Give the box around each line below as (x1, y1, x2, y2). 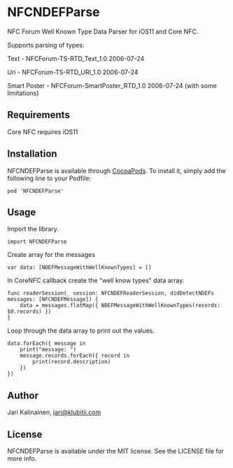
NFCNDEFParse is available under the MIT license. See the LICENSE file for (7, 447, 225, 455)
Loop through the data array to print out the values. (7, 326, 155, 335)
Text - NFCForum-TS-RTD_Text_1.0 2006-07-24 (7, 54, 145, 63)
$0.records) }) (7, 308, 52, 315)
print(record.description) (32, 358, 111, 365)
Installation (7, 148, 57, 160)
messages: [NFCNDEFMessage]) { (7, 296, 99, 303)
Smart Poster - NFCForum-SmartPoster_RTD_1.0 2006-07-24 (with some (7, 81, 217, 89)
